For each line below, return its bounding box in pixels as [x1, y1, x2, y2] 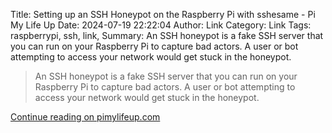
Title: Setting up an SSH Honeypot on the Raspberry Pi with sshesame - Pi [10, 9, 316, 20]
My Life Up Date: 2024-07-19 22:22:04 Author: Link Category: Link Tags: [10, 19, 312, 31]
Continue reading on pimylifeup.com [10, 111, 161, 123]
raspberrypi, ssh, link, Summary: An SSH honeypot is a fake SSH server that [10, 30, 324, 41]
